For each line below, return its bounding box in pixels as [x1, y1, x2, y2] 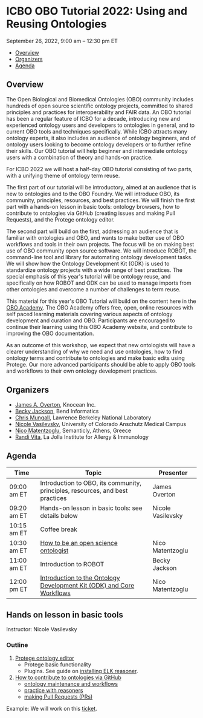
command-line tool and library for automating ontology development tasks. [6, 253, 193, 260]
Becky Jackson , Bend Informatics [14, 407, 99, 415]
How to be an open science [40, 539, 118, 547]
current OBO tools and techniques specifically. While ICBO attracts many [6, 127, 187, 135]
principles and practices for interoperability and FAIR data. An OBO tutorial [6, 108, 192, 116]
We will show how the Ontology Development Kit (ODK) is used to [6, 260, 170, 267]
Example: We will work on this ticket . [6, 705, 98, 713]
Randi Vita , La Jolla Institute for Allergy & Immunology [14, 433, 149, 441]
